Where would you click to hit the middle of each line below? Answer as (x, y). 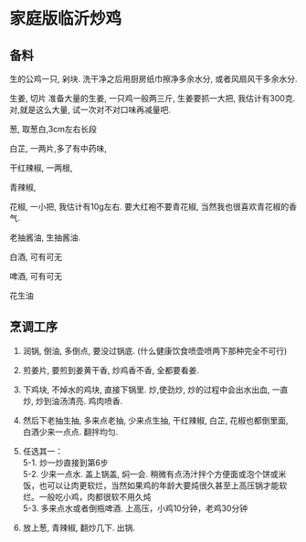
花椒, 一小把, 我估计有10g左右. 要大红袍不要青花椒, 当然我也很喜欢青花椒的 (149, 207)
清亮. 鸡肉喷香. (95, 401)
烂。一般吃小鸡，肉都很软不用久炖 (87, 496)
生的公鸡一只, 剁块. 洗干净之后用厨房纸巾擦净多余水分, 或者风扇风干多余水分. (153, 79)
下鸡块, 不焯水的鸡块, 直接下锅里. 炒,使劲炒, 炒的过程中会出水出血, (146, 390)
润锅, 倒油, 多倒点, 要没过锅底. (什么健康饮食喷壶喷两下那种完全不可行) (155, 350)
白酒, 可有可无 (36, 257)
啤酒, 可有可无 (36, 276)
